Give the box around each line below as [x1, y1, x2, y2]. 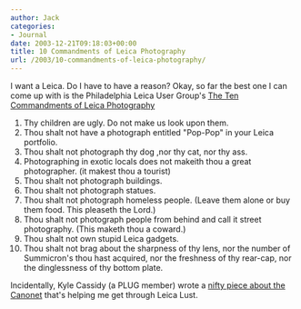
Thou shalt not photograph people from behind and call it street [23, 214, 262, 224]
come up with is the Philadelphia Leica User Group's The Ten [10, 90, 239, 101]
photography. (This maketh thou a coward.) [23, 224, 186, 234]
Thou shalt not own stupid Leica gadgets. [23, 234, 180, 244]
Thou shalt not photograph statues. [23, 185, 156, 195]
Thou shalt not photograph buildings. [23, 175, 163, 186]
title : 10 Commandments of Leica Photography [10, 47, 186, 56]
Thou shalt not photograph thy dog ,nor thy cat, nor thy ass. [23, 146, 248, 157]
